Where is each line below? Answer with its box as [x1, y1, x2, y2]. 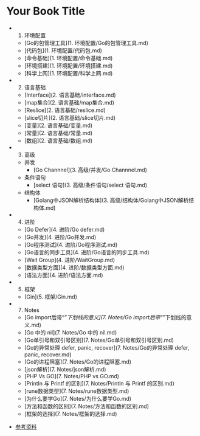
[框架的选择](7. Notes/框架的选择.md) [24, 410, 117, 417]
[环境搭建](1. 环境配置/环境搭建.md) [24, 62, 113, 69]
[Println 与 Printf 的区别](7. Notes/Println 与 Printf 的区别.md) [24, 379, 175, 387]
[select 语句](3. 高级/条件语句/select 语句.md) [33, 181, 148, 189]
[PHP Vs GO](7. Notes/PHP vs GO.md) [24, 372, 120, 379]
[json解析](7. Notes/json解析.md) [24, 365, 106, 373]
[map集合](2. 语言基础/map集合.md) [24, 99, 114, 106]
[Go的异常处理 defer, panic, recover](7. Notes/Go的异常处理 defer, [24, 344, 190, 351]
